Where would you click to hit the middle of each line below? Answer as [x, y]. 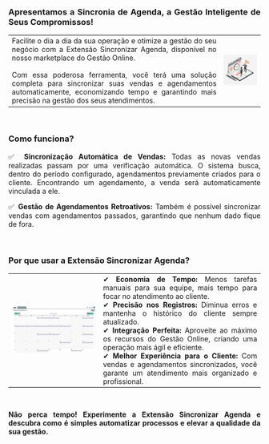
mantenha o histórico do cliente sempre [180, 313]
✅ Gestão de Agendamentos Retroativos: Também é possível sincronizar [134, 206]
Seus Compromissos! [51, 22]
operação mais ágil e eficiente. [153, 347]
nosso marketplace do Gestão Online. [74, 58]
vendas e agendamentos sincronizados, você [180, 364]
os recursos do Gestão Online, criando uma [180, 338]
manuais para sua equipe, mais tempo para [180, 288]
